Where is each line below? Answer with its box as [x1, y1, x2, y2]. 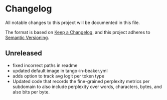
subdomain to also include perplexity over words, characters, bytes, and [12, 83, 162, 89]
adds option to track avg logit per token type [12, 73, 104, 79]
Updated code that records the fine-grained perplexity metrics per [12, 78, 150, 84]
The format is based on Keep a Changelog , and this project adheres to [5, 29, 150, 35]
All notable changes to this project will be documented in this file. [5, 19, 140, 25]
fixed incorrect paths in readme [12, 62, 78, 68]
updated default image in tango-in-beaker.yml [12, 67, 108, 73]
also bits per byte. [12, 88, 50, 95]
